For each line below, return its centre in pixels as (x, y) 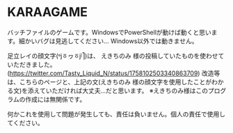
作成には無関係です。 (56, 99)
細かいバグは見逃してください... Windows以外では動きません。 (108, 41)
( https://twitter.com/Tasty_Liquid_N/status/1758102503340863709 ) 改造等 (114, 73)
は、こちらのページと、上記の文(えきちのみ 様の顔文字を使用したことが (110, 81)
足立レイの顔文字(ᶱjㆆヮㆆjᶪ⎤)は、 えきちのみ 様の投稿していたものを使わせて (116, 56)
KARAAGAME (48, 12)
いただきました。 (32, 64)
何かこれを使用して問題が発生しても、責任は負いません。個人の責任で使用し (116, 114)
